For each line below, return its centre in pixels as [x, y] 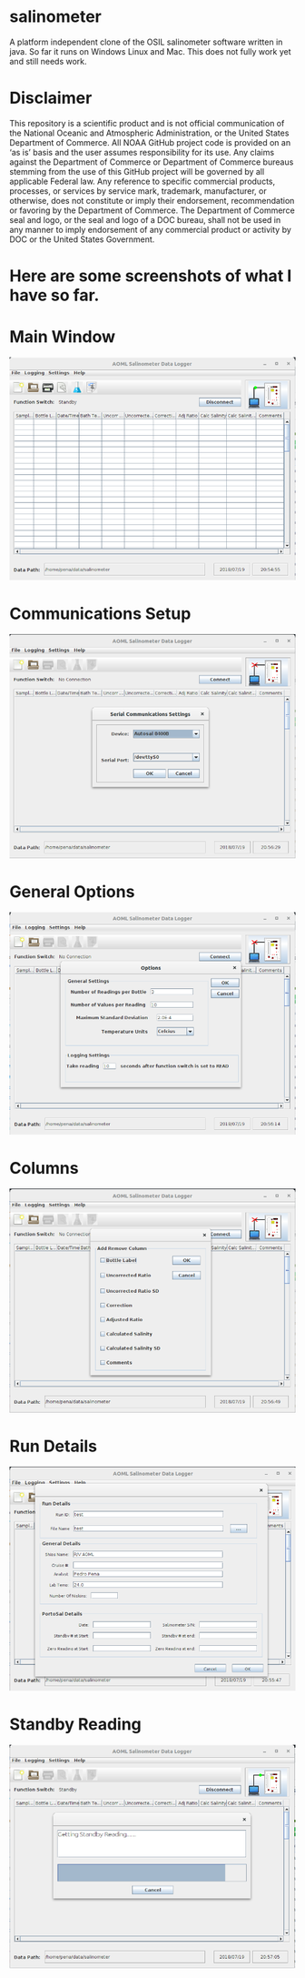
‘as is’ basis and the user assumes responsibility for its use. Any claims [142, 152]
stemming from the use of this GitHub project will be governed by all [137, 171]
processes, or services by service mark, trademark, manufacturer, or [138, 191]
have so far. [54, 295]
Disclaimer [51, 98]
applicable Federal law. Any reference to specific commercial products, [143, 181]
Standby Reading [76, 1725]
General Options [72, 892]
